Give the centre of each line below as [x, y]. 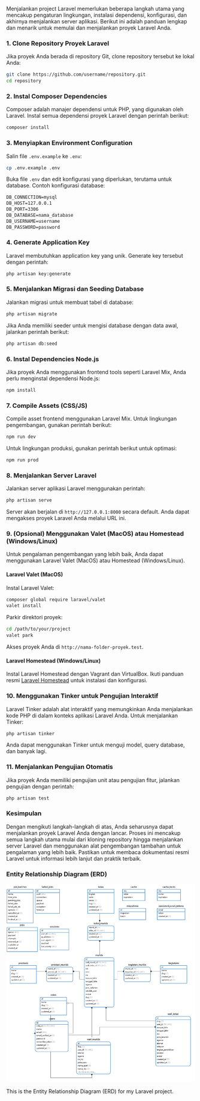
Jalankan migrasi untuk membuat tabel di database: [70, 302]
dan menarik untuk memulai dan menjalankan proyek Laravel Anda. [89, 28]
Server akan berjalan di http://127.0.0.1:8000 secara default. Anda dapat [98, 512]
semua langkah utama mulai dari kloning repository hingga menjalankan [95, 839]
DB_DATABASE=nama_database [40, 216]
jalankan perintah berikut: [38, 332]
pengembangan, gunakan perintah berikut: [59, 425]
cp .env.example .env [33, 168]
